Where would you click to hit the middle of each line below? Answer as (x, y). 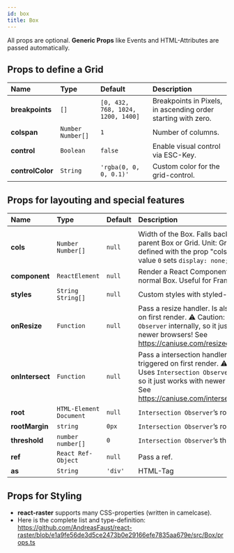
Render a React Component (183, 272)
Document (71, 416)
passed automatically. (39, 48)
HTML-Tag (156, 471)
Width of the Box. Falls (175, 234)
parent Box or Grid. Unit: (178, 243)
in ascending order (183, 110)
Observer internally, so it (177, 326)
